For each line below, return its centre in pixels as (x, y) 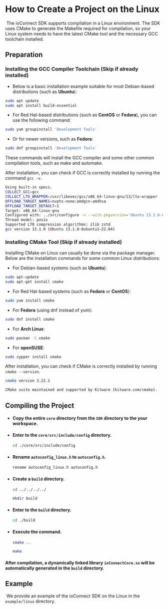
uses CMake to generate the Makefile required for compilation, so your (78, 28)
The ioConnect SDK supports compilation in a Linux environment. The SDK (83, 23)
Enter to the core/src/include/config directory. (62, 435)
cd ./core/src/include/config (44, 446)
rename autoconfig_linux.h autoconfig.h (55, 468)
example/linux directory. (30, 601)
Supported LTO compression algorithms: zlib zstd (58, 225)
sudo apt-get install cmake (34, 282)
